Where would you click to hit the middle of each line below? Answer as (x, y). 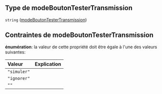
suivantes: (15, 52)
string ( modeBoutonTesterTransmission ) (46, 19)
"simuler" (19, 72)
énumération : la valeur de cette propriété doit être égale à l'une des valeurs (81, 47)
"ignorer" (19, 78)
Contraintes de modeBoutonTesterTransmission (79, 35)
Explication (48, 64)
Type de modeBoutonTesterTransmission (69, 8)
